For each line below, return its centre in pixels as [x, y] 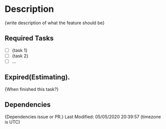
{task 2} [20, 56]
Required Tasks [29, 38]
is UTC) [12, 122]
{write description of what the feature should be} [55, 23]
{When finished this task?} [32, 89]
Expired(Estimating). [37, 77]
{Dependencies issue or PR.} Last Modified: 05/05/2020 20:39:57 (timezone [83, 117]
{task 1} [20, 50]
